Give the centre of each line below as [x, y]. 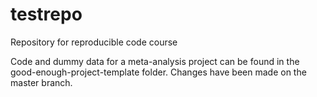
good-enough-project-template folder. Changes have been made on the [158, 72]
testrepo [46, 14]
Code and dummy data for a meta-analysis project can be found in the [155, 61]
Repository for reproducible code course [94, 42]
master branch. [41, 82]
